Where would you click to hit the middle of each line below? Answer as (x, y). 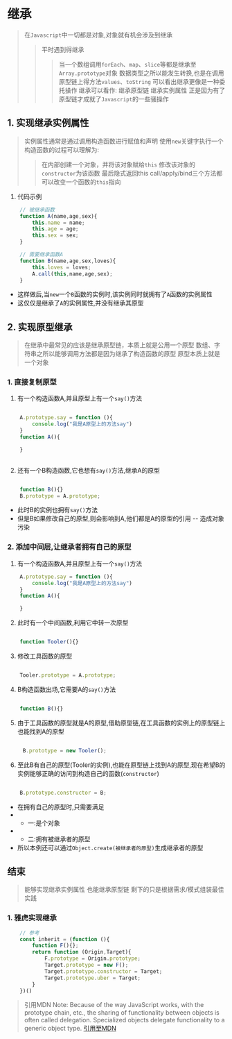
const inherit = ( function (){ (65, 939)
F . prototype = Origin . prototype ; (92, 958)
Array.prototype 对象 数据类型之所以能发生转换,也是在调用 (141, 73)
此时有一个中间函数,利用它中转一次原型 (73, 623)
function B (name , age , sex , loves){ (68, 261)
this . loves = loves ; (62, 267)
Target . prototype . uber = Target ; (92, 978)
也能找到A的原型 (41, 731)
